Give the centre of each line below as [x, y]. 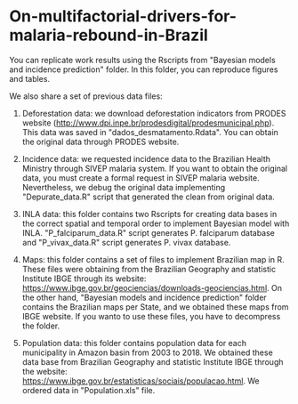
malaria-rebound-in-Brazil [109, 35]
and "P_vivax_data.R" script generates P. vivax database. [126, 242]
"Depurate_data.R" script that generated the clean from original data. [149, 197]
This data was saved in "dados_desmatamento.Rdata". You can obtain [150, 132]
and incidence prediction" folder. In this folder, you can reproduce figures [144, 69]
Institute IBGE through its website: [84, 279]
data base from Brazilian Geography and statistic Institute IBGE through [153, 361]
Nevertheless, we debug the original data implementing [123, 187]
